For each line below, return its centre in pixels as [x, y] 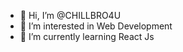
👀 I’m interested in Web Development [96, 26]
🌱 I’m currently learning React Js [87, 36]
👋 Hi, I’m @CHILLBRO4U [70, 15]
